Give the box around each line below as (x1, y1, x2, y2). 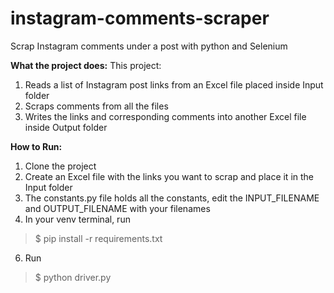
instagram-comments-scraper (10, 7, 270, 30)
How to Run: (10, 140, 63, 152)
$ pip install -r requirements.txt (34, 232, 163, 244)
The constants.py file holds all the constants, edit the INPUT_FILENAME (24, 192, 320, 204)
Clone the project (24, 160, 97, 172)
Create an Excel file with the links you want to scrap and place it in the (24, 170, 315, 182)
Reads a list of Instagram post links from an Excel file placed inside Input (24, 78, 324, 91)
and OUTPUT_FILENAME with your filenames (24, 202, 211, 214)
